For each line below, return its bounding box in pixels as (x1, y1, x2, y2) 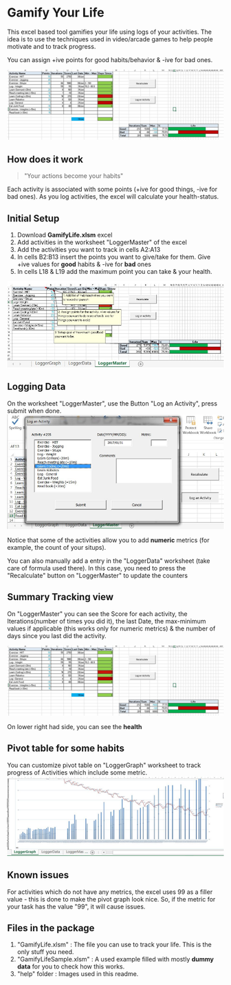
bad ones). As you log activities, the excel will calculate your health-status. (7, 192, 219, 201)
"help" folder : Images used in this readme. (16, 970, 139, 978)
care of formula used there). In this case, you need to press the (7, 564, 186, 572)
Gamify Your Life (7, 5, 104, 21)
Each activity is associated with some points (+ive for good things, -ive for (7, 185, 218, 194)
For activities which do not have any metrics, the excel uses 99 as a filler (7, 888, 213, 896)
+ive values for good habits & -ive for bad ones (16, 260, 151, 268)
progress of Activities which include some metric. (7, 768, 148, 777)
